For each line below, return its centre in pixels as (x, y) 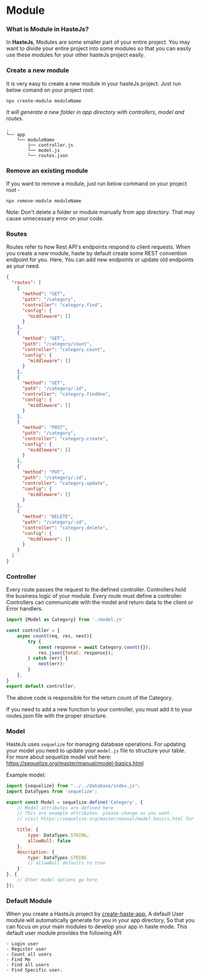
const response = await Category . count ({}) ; (95, 647)
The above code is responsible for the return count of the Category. (90, 697)
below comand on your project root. (50, 90)
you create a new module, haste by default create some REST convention (97, 253)
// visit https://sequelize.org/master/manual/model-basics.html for (106, 819)
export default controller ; (41, 686)
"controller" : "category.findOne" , (66, 394)
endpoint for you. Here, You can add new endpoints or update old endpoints (100, 260)
